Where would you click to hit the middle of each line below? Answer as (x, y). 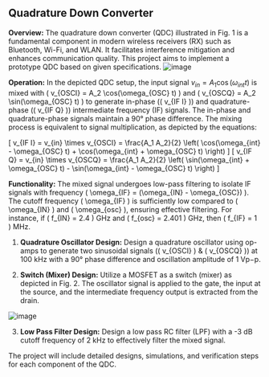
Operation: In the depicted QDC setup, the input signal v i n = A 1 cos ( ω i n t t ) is (133, 83)
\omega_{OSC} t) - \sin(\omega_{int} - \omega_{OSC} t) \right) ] (114, 168)
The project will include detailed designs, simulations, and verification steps (134, 355)
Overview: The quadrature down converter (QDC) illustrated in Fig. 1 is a (128, 32)
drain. (30, 300)
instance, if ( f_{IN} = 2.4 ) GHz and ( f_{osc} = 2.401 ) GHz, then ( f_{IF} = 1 (133, 218)
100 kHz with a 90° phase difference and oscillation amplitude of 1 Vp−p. (140, 259)
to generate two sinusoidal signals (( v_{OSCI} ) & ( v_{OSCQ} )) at (149, 250)
